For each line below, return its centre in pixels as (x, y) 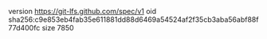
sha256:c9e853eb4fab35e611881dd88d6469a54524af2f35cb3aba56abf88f (133, 19)
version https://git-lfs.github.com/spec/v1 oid (82, 11)
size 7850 (58, 28)
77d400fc (24, 28)
